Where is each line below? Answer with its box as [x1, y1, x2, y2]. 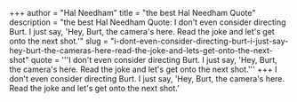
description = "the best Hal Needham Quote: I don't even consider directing [9, 17, 286, 27]
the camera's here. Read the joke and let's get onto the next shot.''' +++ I [9, 64, 277, 75]
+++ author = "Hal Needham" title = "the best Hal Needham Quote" [9, 8, 256, 18]
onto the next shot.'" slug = [9, 35, 108, 46]
